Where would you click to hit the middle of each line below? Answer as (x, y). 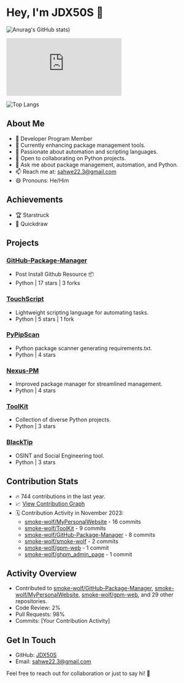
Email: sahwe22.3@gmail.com (53, 662)
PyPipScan (23, 335)
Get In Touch (31, 640)
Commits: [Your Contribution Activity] (63, 621)
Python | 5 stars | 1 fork (45, 319)
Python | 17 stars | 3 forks (48, 283)
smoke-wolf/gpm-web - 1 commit (67, 548)
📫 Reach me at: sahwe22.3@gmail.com (66, 171)
